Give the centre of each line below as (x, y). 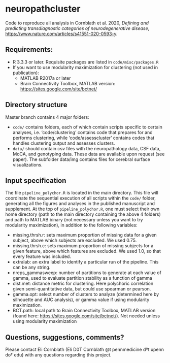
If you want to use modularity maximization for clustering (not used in (85, 67)
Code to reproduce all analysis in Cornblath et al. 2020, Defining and (77, 23)
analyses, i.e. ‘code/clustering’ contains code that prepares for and (83, 132)
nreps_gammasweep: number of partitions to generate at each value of (87, 273)
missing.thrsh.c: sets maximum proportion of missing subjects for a (83, 246)
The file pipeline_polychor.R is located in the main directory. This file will (82, 193)
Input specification (36, 180)
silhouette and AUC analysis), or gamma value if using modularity (81, 300)
